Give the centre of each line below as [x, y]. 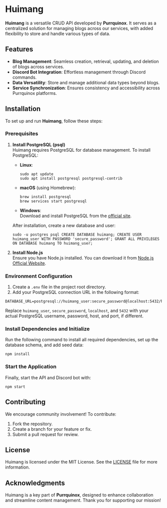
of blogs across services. [38, 66]
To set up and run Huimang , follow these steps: [54, 121]
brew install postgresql [45, 197]
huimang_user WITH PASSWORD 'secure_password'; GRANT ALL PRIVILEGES [86, 239]
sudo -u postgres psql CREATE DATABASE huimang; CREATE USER [77, 235]
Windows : [30, 210]
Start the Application [31, 367]
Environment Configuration [39, 276]
